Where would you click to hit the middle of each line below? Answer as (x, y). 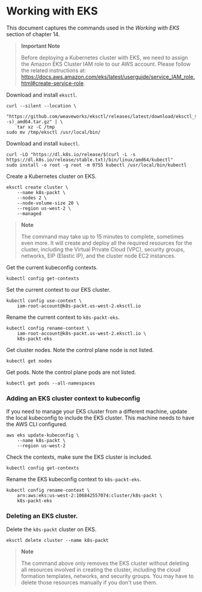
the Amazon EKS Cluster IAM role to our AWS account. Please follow (106, 64)
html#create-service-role (52, 83)
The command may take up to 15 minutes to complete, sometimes (103, 236)
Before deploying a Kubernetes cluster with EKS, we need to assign (104, 57)
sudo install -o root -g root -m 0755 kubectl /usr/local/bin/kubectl (96, 165)
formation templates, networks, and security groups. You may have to (107, 576)
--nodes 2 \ (32, 198)
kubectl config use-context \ (44, 301)
